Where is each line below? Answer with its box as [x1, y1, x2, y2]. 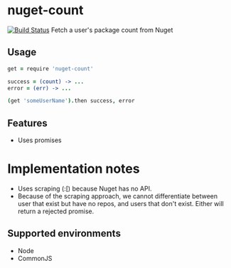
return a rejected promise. [17, 207, 95, 215]
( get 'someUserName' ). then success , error [7, 97, 135, 104]
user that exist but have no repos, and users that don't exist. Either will [17, 200, 224, 208]
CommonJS [17, 254, 53, 262]
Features [7, 117, 48, 129]
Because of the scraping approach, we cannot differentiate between [17, 192, 218, 200]
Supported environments [7, 227, 121, 240]
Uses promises [17, 136, 62, 144]
